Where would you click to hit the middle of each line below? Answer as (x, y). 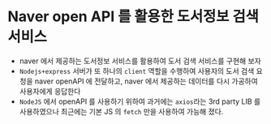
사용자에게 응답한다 (50, 91)
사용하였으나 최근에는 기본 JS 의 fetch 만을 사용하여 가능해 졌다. (121, 111)
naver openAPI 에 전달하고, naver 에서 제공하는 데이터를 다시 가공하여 (146, 81)
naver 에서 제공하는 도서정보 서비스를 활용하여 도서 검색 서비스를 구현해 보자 (140, 61)
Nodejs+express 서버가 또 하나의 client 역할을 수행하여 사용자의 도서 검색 (137, 71)
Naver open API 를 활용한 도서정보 (118, 17)
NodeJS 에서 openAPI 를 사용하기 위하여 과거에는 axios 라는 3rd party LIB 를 (140, 101)
